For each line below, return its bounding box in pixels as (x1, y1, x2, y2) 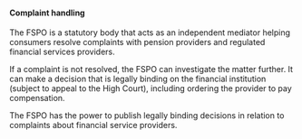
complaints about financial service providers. (9, 120, 178, 131)
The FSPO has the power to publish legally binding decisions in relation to (9, 110, 285, 121)
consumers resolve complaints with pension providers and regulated (9, 37, 266, 48)
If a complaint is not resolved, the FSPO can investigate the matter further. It (9, 64, 293, 75)
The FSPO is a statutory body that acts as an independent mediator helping (9, 27, 291, 38)
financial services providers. (9, 46, 115, 58)
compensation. (9, 93, 65, 104)
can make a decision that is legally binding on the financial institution (9, 73, 267, 85)
